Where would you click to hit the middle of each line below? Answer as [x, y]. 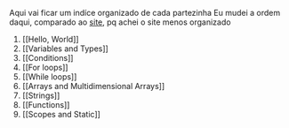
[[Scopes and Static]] [61, 114]
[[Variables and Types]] [65, 49]
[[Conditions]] [48, 58]
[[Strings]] [41, 95]
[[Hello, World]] [50, 39]
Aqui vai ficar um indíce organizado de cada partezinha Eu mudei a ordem [145, 13]
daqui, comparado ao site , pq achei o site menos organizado [120, 22]
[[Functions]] [46, 105]
